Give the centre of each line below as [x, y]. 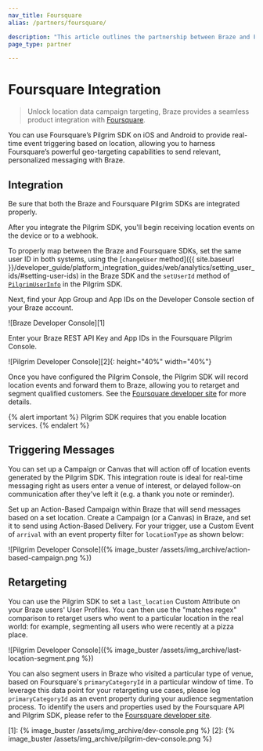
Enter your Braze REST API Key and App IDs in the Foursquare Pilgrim [120, 338]
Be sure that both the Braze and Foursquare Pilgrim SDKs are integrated [124, 204]
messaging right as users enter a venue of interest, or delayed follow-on [124, 485]
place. [18, 634]
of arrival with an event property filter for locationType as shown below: [126, 534]
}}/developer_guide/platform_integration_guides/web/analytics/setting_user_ [131, 267]
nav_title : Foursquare [45, 15]
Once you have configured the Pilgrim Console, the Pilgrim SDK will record [128, 377]
